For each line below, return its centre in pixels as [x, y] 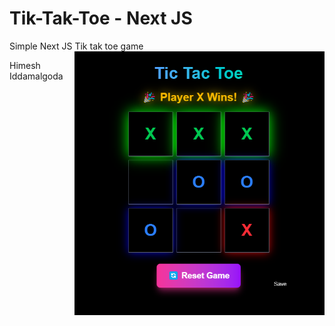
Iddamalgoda [36, 76]
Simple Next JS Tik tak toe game [76, 46]
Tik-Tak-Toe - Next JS [101, 18]
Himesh [25, 65]
